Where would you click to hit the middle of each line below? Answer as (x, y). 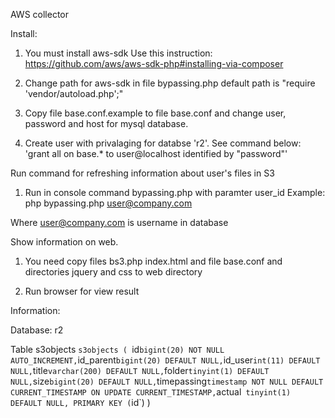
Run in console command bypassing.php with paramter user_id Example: (175, 192)
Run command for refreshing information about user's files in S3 (142, 173)
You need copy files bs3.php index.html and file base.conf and (153, 261)
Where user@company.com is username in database (119, 222)
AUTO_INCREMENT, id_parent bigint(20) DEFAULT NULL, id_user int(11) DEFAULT (165, 360)
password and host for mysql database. (106, 123)
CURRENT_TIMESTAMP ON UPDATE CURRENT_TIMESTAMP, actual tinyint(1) (151, 392)
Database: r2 (37, 330)
